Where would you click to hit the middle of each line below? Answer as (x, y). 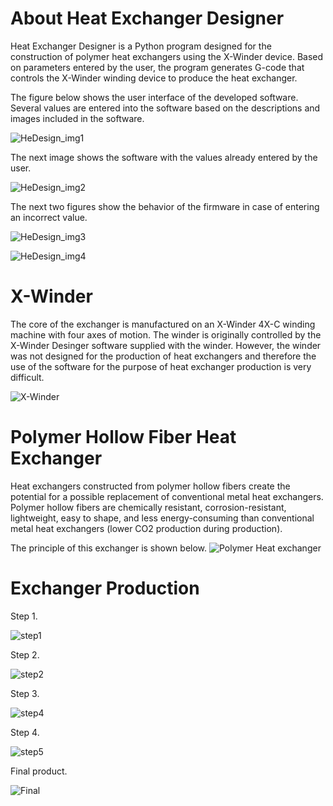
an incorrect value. (49, 217)
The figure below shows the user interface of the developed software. (154, 97)
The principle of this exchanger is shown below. (109, 548)
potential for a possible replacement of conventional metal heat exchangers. (167, 496)
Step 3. (25, 693)
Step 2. (25, 654)
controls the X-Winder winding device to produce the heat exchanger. (154, 78)
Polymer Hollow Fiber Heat (123, 437)
